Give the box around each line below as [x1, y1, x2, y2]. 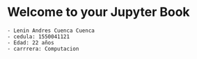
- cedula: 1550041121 [7, 33, 70, 40]
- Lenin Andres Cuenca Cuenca [7, 27, 95, 34]
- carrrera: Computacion [7, 45, 79, 52]
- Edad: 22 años [7, 39, 54, 46]
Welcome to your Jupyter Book [7, 4, 190, 20]
